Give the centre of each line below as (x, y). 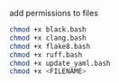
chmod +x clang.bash (48, 38)
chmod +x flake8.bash (50, 46)
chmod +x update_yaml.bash (60, 63)
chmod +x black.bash (48, 30)
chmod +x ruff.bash (46, 55)
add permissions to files (54, 13)
